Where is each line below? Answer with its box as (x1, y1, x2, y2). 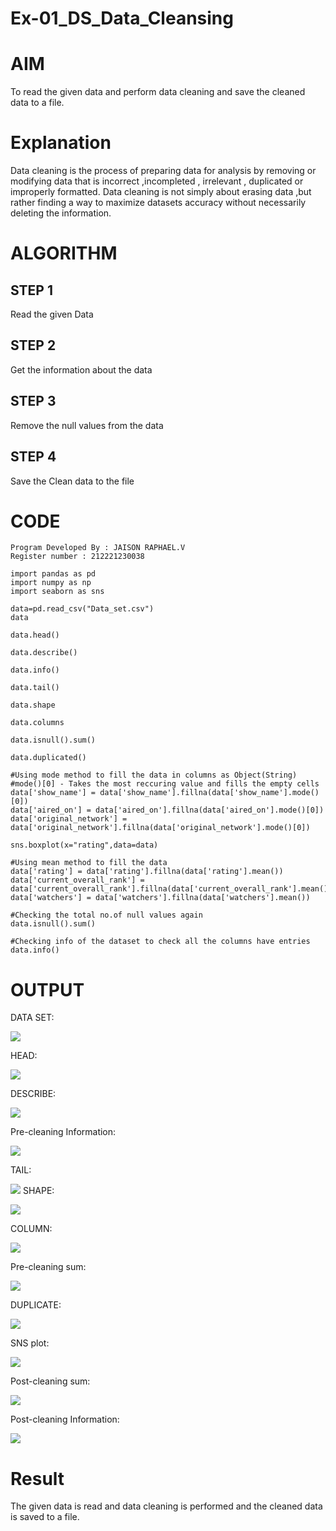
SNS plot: (10, 1337, 50, 1349)
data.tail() (10, 683, 60, 693)
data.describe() (10, 648, 78, 658)
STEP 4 (10, 448, 57, 466)
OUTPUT (10, 978, 85, 1001)
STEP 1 (10, 282, 54, 299)
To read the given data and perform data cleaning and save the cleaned (10, 86, 306, 98)
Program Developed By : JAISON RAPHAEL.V (10, 543, 186, 553)
